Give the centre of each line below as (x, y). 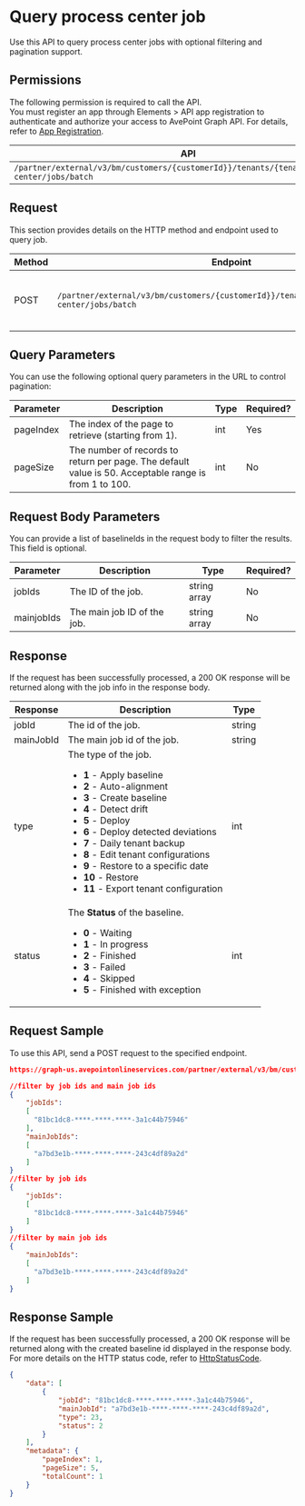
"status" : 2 (80, 1426)
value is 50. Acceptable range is (137, 473)
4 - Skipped (109, 978)
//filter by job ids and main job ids (83, 1086)
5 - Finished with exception (142, 990)
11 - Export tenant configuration (153, 888)
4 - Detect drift (115, 809)
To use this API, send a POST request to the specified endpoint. (128, 1052)
